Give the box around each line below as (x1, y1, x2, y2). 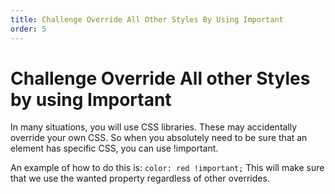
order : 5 (10, 24, 47, 34)
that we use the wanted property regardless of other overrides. (10, 172, 270, 185)
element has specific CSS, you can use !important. (10, 142, 219, 155)
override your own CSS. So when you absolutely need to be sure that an (10, 132, 308, 144)
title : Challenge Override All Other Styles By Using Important (10, 14, 284, 25)
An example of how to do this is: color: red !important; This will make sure (10, 162, 325, 174)
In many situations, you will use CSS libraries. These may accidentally (10, 121, 298, 133)
